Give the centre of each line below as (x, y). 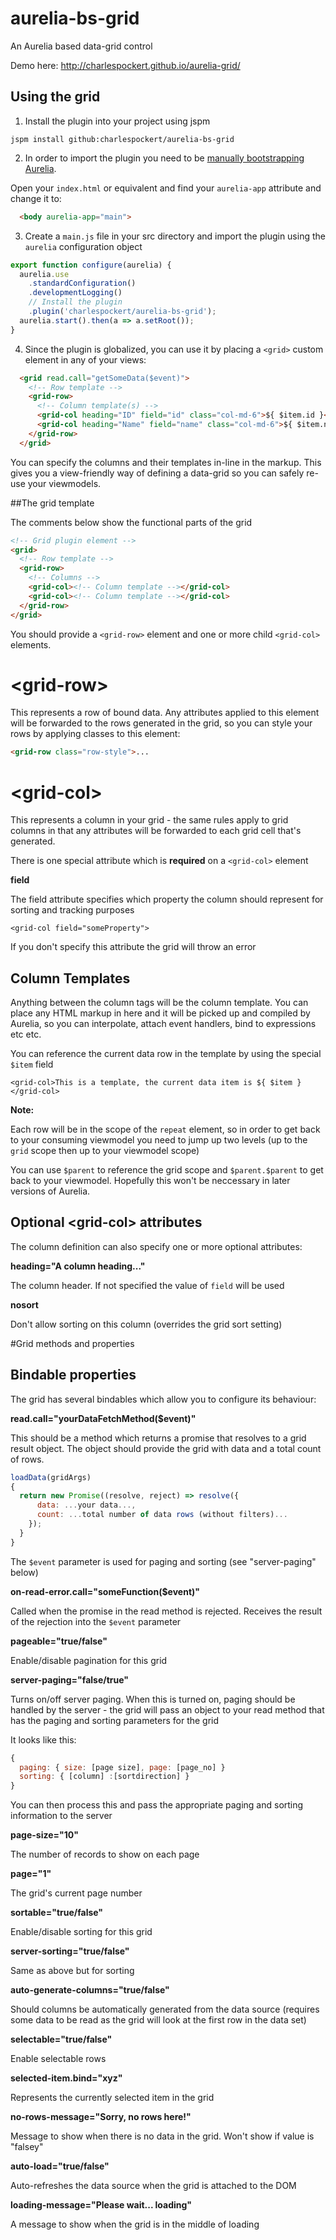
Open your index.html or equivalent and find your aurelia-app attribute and (166, 188)
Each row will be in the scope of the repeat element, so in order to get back (165, 1129)
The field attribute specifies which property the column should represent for (167, 899)
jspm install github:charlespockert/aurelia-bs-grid (122, 139)
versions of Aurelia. (50, 1191)
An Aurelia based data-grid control (81, 46)
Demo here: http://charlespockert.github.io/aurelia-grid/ (125, 65)
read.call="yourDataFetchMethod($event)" (103, 1418)
